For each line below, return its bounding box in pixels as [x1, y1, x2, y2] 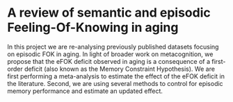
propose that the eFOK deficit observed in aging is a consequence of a [7, 57, 211, 65]
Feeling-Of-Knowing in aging [7, 19, 179, 35]
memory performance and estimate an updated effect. [7, 87, 163, 95]
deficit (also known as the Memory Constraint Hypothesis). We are [24, 65, 216, 73]
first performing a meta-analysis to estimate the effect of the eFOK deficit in [7, 71, 225, 80]
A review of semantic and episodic [7, 5, 211, 21]
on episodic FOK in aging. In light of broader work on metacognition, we [7, 50, 214, 58]
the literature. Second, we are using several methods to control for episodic [7, 79, 224, 87]
